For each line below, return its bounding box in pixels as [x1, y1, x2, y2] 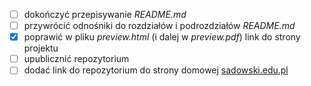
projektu [23, 42, 59, 54]
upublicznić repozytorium [23, 53, 130, 65]
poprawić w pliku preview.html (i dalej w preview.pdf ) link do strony [23, 31, 301, 43]
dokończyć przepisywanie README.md [23, 9, 187, 20]
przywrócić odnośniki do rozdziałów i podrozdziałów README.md [23, 20, 296, 32]
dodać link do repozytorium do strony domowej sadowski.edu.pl [23, 64, 289, 76]
